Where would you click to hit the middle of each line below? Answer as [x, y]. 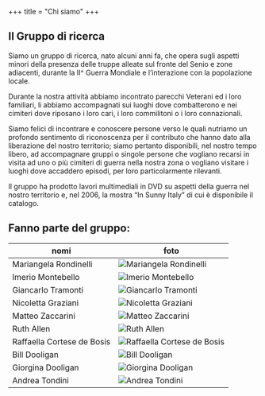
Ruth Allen [31, 328]
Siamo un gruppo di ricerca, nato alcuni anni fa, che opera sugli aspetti [124, 56]
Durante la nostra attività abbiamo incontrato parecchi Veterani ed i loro [125, 96]
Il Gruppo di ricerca [57, 36]
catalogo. [24, 203]
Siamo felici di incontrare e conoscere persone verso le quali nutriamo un [128, 128]
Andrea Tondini [40, 380]
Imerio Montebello [46, 277]
